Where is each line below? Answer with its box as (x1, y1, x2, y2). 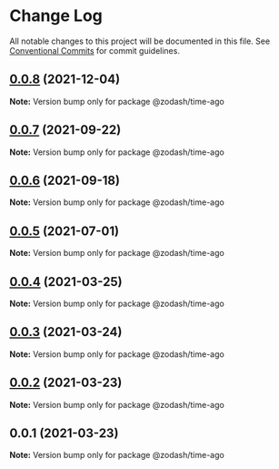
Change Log (9, 5, 103, 26)
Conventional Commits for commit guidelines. (9, 45, 180, 56)
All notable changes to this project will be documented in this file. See (9, 36, 271, 46)
